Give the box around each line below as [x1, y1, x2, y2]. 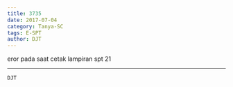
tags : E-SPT [7, 29, 42, 37]
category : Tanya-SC [7, 23, 64, 30]
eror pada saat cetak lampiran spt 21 [7, 55, 112, 63]
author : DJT [7, 36, 42, 43]
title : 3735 [7, 10, 42, 17]
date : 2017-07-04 [7, 17, 58, 23]
